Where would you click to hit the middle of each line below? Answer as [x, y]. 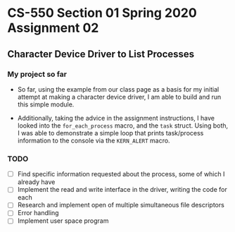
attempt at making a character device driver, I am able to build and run [119, 97]
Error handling [38, 213]
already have [36, 182]
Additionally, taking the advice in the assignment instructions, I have [116, 118]
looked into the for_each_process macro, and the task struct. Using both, [123, 126]
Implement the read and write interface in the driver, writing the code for [122, 190]
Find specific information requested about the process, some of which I [121, 174]
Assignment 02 [53, 28]
